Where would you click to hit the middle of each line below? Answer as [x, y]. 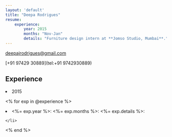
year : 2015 [35, 29]
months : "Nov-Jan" [43, 34]
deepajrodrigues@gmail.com [36, 53]
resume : [14, 19]
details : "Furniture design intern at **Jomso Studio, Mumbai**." [96, 39]
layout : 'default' [25, 10]
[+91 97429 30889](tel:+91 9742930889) [49, 63]
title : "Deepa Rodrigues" [33, 15]
